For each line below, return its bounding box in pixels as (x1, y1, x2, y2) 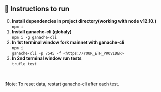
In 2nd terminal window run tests (11, 55, 82, 61)
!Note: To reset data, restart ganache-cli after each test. (4, 81, 119, 87)
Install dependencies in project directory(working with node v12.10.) (11, 18, 157, 24)
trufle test (11, 61, 37, 66)
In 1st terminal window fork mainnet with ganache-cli (11, 39, 125, 45)
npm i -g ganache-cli (11, 35, 57, 40)
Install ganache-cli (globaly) (11, 28, 72, 35)
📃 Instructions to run (4, 5, 70, 13)
